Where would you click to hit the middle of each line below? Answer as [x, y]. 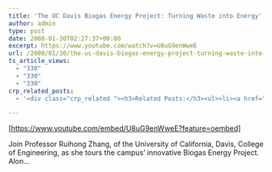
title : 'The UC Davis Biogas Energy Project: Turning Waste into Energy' [136, 16]
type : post [27, 31]
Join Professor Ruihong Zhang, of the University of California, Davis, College [136, 144]
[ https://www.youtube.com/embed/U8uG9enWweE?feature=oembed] [125, 128]
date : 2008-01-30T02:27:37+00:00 [65, 38]
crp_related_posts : [41, 91]
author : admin [32, 23]
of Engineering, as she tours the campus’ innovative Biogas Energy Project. [134, 153]
